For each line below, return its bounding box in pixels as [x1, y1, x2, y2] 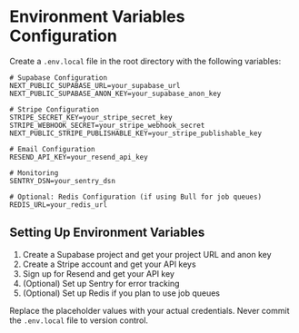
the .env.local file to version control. [9, 315, 148, 326]
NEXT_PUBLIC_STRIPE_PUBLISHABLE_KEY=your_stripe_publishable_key [9, 129, 262, 138]
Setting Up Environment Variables [9, 225, 205, 240]
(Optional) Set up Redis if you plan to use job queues [22, 288, 221, 299]
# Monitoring [9, 168, 59, 178]
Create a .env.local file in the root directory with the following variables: [9, 55, 282, 66]
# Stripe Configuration [9, 104, 100, 114]
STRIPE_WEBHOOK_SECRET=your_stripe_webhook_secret [9, 121, 205, 130]
